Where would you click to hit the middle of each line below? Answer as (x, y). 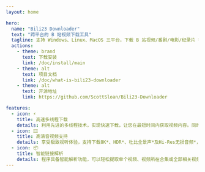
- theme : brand (36, 52)
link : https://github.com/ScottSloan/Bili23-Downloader (95, 97)
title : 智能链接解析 (40, 154)
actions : (22, 46)
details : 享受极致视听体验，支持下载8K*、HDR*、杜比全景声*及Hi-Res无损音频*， (109, 142)
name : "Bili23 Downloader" (46, 29)
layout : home (22, 12)
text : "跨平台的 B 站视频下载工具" (51, 34)
